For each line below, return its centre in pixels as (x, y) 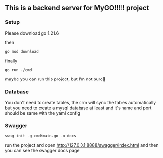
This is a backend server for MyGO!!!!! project (77, 8)
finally (11, 61)
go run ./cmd (19, 70)
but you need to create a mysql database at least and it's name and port (78, 108)
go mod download (22, 51)
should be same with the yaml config (43, 113)
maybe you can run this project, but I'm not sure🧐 (56, 79)
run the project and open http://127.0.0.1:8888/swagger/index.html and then (82, 145)
